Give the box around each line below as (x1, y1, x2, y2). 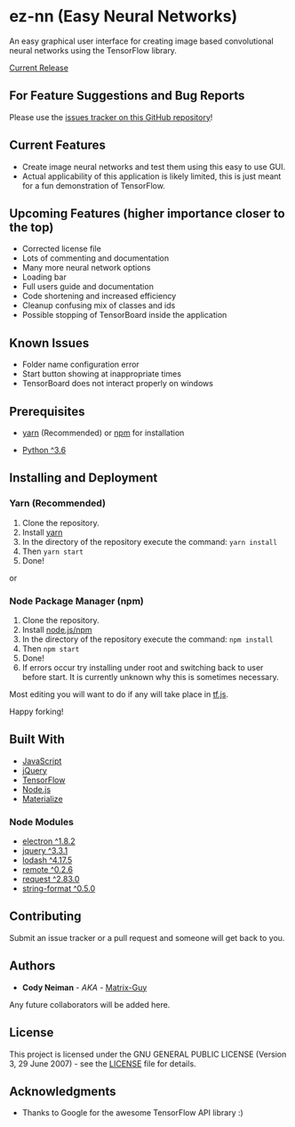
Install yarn (21, 527, 63, 538)
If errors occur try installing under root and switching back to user (21, 661, 264, 673)
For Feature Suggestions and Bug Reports (9, 88, 245, 103)
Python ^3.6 (21, 445, 67, 455)
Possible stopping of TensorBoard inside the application (21, 310, 227, 320)
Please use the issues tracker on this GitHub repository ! (9, 111, 213, 122)
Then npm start (21, 643, 80, 653)
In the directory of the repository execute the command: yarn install (21, 536, 278, 547)
